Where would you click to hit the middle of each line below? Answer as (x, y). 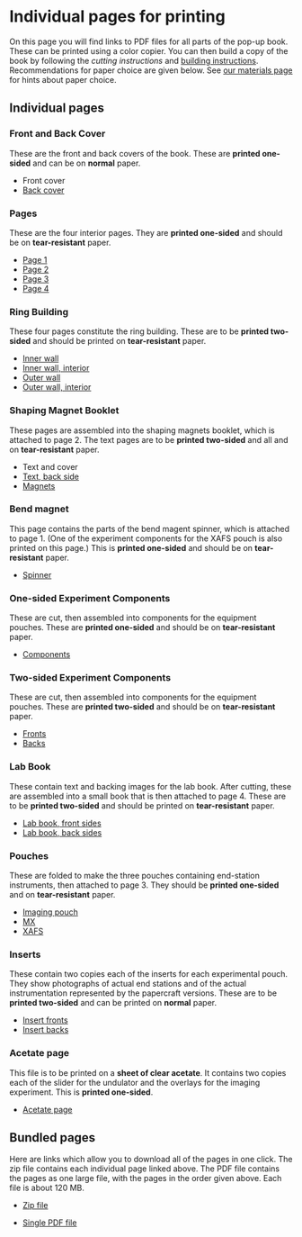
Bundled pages (53, 1138)
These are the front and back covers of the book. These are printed (135, 153)
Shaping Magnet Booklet (64, 411)
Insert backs (45, 1030)
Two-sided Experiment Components (90, 678)
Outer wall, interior (57, 387)
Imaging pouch (50, 912)
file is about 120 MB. (47, 1188)
